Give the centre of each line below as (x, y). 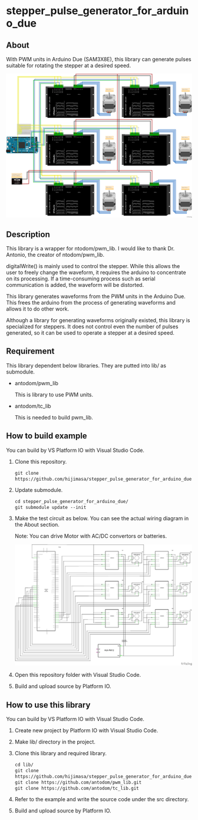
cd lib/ (24, 765)
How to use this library (48, 705)
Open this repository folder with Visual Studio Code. (78, 675)
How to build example (47, 436)
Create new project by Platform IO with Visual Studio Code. (86, 730)
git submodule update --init (50, 507)
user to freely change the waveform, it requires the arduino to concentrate (96, 273)
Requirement (30, 351)
